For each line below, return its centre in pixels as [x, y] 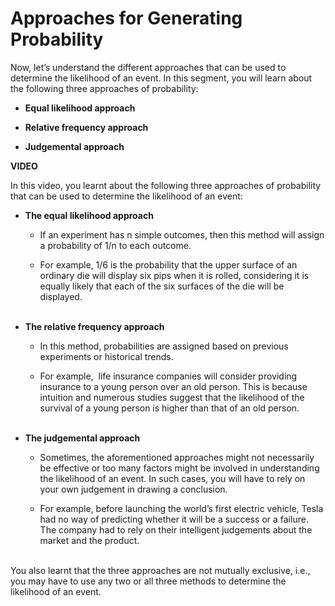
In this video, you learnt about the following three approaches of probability [166, 185]
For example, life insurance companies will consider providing [168, 376]
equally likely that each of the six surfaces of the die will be [162, 286]
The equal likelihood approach [89, 215]
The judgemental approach [82, 438]
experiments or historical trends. [106, 356]
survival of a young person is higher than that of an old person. [169, 408]
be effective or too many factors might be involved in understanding [179, 468]
